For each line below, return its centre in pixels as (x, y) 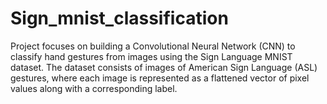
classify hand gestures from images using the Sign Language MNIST (151, 56)
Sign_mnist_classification (119, 18)
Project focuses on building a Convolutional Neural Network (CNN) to (153, 46)
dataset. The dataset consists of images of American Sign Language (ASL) (164, 67)
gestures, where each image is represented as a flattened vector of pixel (160, 78)
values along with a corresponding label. (94, 88)
